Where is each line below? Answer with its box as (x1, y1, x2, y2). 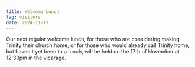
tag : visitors (6, 14, 41, 20)
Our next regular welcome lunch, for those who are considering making (6, 36, 180, 43)
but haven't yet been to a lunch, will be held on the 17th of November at (6, 48, 180, 55)
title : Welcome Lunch (6, 8, 60, 15)
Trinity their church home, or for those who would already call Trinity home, (6, 42, 190, 49)
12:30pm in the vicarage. (6, 54, 67, 62)
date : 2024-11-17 (6, 19, 49, 25)
